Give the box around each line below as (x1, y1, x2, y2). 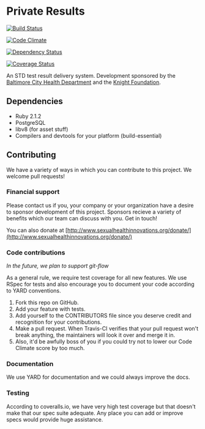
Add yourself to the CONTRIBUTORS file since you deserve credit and (15, 312, 192, 319)
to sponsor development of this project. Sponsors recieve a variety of (6, 208, 182, 215)
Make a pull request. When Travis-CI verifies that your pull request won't (15, 325, 199, 332)
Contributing (6, 150, 56, 160)
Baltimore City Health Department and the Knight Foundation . (6, 78, 161, 86)
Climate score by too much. (15, 345, 85, 352)
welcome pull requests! (6, 173, 65, 180)
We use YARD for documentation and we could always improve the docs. (6, 373, 191, 381)
